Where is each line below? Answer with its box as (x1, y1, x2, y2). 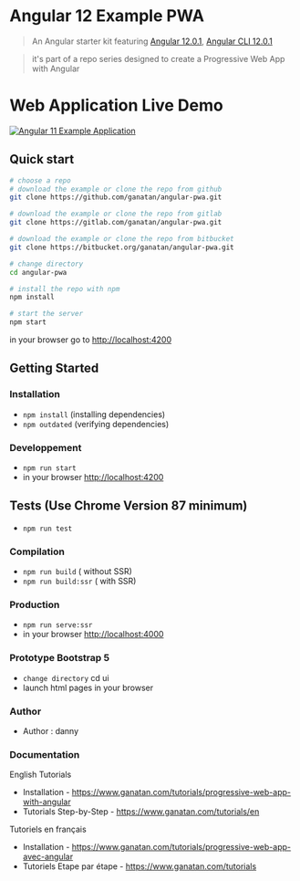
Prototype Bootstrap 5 (9, 652, 110, 665)
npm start (9, 318, 47, 327)
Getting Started (9, 361, 99, 376)
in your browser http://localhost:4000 (22, 629, 164, 640)
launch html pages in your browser (22, 682, 154, 693)
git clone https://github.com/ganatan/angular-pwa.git (9, 193, 222, 202)
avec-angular (22, 851, 74, 863)
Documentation (9, 748, 80, 760)
